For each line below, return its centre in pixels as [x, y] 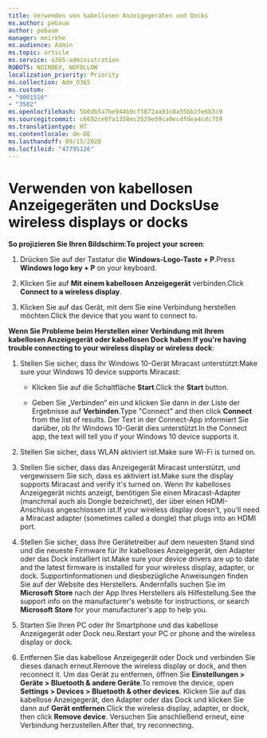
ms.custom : [26, 90]
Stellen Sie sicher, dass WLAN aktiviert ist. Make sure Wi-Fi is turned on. [138, 452]
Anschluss [37, 510]
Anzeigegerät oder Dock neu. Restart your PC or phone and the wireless [137, 634]
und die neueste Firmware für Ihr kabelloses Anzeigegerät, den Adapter [137, 551]
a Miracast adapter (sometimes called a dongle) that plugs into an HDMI [138, 518]
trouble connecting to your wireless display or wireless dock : [112, 348]
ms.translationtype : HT [48, 127]
